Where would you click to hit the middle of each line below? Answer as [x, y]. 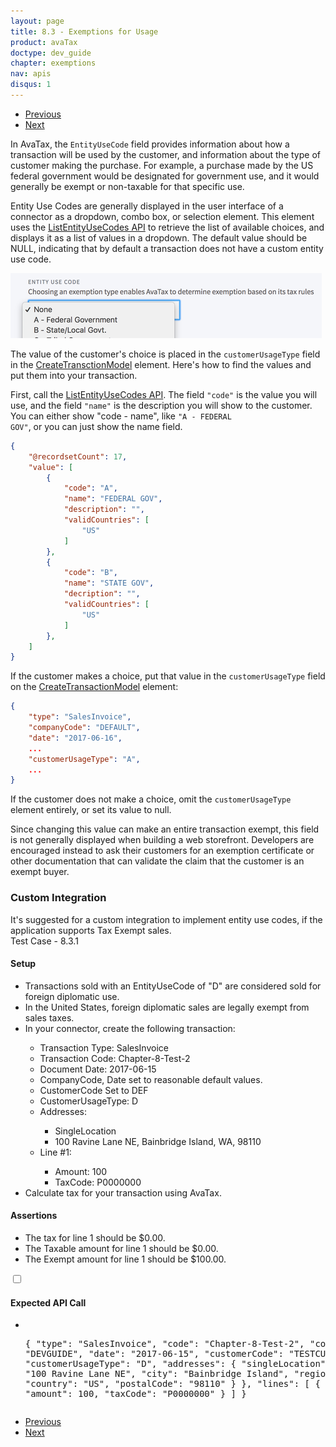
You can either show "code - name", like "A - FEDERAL [121, 416]
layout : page [37, 21]
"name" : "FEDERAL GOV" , [113, 499]
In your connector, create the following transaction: [130, 1028]
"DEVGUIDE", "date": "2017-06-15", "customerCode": [154, 1354]
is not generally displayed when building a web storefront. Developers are [162, 840]
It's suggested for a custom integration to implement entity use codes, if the [166, 919]
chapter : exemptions [53, 63]
